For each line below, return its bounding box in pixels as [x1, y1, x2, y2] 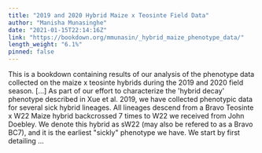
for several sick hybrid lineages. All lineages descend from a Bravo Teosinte [8, 103, 254, 112]
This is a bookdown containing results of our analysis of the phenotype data [8, 70, 255, 78]
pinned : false [8, 48, 55, 56]
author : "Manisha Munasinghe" [8, 19, 108, 27]
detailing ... [8, 137, 45, 145]
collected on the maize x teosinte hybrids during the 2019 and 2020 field [8, 78, 244, 87]
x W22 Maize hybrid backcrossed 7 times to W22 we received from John [8, 111, 245, 120]
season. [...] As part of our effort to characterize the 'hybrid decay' [8, 86, 225, 95]
